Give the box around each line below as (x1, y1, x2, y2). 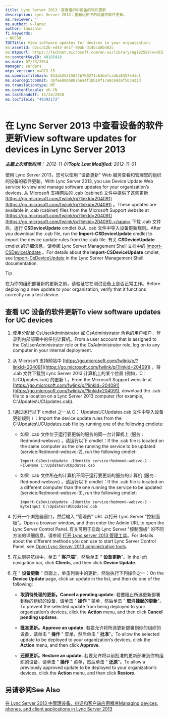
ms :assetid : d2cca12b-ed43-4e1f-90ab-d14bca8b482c (5, 45, 114, 50)
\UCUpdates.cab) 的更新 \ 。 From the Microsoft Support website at (12, 377, 152, 382)
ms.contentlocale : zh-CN (5, 87, 58, 93)
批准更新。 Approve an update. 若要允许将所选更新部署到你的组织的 (20, 625, 161, 631)
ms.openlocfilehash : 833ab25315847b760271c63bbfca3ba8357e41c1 (5, 73, 141, 78)
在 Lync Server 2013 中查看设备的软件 (5, 120, 164, 131)
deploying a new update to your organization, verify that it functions (5, 286, 146, 292)
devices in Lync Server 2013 (5, 144, 126, 155)
